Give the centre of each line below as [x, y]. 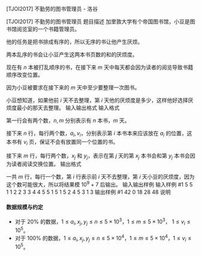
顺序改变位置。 [25, 75]
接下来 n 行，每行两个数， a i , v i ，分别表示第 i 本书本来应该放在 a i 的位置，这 [99, 134]
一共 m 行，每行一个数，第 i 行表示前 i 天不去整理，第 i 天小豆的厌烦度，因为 [100, 177]
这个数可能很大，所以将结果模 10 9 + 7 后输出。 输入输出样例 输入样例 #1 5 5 [100, 184]
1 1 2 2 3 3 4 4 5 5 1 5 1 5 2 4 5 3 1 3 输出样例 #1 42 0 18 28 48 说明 [88, 192]
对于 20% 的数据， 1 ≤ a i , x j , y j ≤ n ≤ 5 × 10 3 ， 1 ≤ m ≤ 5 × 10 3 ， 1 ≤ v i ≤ [103, 222]
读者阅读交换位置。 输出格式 [46, 164]
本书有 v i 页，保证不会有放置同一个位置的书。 [62, 142]
